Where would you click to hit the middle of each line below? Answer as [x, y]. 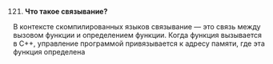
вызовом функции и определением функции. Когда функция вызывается [138, 35]
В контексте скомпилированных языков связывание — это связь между [137, 26]
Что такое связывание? [66, 11]
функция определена [49, 52]
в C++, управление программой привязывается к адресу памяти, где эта [139, 43]
